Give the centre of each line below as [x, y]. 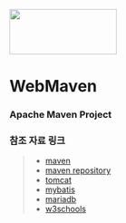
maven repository [78, 170]
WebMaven [53, 87]
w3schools [65, 209]
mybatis [60, 189]
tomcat [58, 180]
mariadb [61, 199]
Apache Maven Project [61, 115]
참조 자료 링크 [38, 141]
